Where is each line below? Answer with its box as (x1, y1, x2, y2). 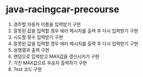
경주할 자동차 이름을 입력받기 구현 (13, 21, 81, 27)
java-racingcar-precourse (6, 4, 120, 15)
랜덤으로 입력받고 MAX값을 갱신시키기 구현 (13, 53, 100, 60)
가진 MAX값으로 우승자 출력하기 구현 (13, 60, 87, 66)
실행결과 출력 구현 (13, 47, 49, 53)
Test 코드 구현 (13, 66, 42, 72)
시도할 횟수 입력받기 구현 (13, 34, 63, 40)
